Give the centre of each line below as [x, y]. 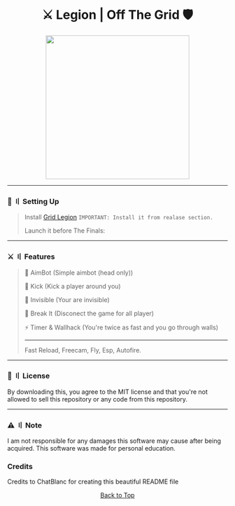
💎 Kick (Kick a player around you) [72, 286]
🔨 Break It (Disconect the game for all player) [89, 313]
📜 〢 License [29, 376]
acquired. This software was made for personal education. [92, 449]
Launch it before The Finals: [65, 231]
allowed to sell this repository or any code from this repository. [97, 399]
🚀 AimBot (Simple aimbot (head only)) [79, 273]
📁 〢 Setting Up [33, 201]
